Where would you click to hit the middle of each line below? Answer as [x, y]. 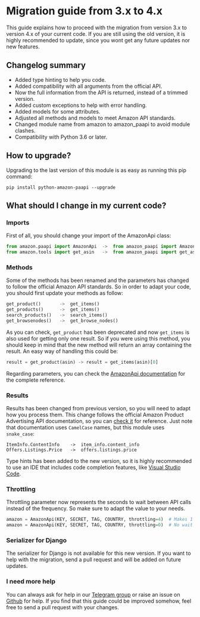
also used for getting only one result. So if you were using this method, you [98, 338]
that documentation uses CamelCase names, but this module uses [85, 427]
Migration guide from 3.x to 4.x [84, 11]
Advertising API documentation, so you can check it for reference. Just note [99, 421]
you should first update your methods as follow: [65, 293]
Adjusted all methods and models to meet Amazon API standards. [95, 118]
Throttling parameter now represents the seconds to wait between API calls [99, 502]
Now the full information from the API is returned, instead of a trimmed [101, 92]
